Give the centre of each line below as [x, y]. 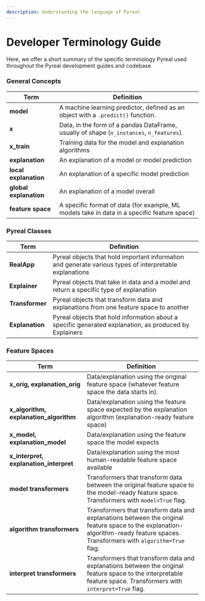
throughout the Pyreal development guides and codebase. [79, 65]
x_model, [23, 435]
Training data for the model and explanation [121, 142]
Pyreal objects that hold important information [118, 257]
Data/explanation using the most [133, 452]
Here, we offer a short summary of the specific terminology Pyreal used [97, 59]
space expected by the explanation [137, 409]
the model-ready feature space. [133, 493]
